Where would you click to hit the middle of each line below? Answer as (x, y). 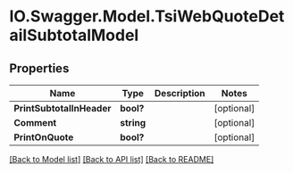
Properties (39, 68)
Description (180, 93)
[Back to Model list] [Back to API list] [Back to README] (112, 159)
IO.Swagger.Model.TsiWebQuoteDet (147, 16)
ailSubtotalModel (74, 35)
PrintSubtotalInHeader (63, 108)
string (133, 123)
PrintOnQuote (44, 137)
